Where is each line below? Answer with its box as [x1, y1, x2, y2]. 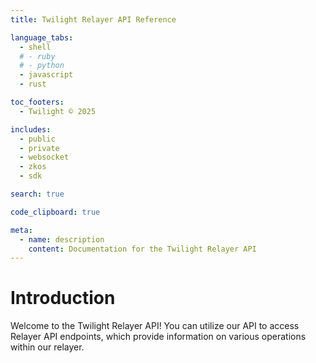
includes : [10, 124, 52, 135]
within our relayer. [10, 341, 85, 353]
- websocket [19, 152, 70, 163]
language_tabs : [10, 32, 74, 43]
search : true [10, 189, 65, 199]
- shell [19, 42, 52, 52]
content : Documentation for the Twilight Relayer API [28, 244, 257, 254]
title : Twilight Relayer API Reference [10, 14, 177, 25]
